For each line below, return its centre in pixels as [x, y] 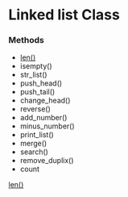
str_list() [33, 75]
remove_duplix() [47, 161]
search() [34, 152]
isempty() [36, 66]
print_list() [37, 135]
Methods [26, 40]
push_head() [41, 83]
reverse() [35, 109]
